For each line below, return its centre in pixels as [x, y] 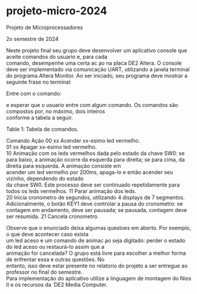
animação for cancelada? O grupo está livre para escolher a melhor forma [96, 253]
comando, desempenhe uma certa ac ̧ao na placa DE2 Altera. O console [94, 63]
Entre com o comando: [34, 93]
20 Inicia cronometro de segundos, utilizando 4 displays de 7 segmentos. [96, 197]
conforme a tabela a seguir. [39, 118]
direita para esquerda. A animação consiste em [64, 166]
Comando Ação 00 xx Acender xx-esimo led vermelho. [73, 140]
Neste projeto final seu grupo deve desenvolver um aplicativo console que [97, 50]
